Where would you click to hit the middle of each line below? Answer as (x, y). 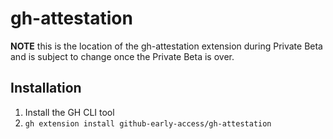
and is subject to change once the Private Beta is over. (122, 56)
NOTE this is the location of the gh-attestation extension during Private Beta (166, 46)
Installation (46, 88)
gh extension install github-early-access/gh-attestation (148, 123)
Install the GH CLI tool (69, 112)
